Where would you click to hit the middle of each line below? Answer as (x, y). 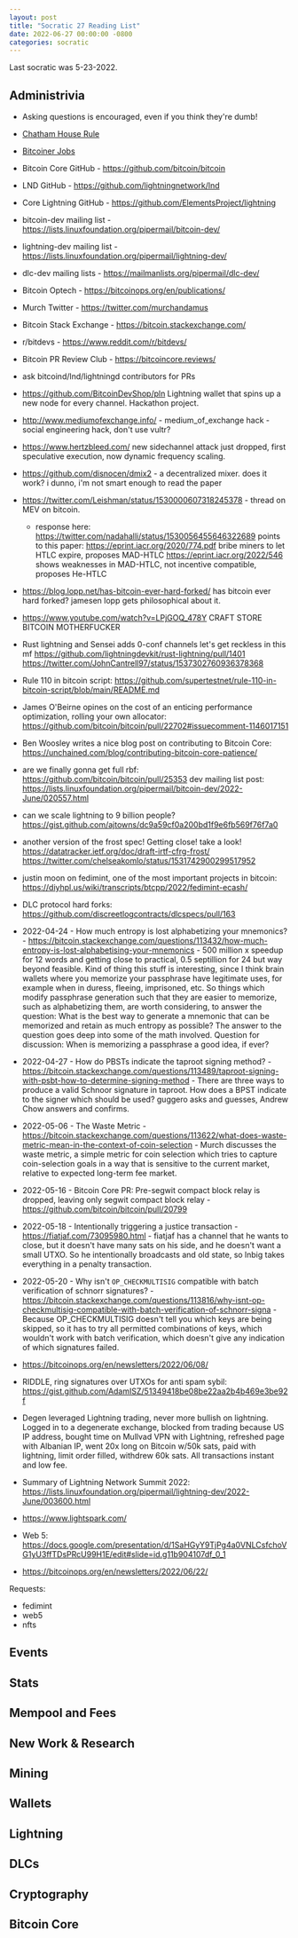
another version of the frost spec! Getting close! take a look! (132, 842)
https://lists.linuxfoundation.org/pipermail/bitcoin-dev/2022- (132, 789)
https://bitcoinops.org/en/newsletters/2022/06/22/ (115, 1571)
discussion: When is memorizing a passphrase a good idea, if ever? (145, 1045)
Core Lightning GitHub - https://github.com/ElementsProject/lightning (149, 203)
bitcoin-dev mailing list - (67, 220)
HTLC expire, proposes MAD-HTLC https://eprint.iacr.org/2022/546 (159, 555)
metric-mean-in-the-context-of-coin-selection (107, 1145)
